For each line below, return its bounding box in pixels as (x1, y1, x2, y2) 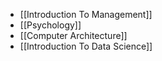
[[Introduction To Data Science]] (19, 40, 153, 52)
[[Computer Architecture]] (19, 30, 128, 41)
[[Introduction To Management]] (19, 9, 153, 20)
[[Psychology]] (19, 19, 82, 31)
